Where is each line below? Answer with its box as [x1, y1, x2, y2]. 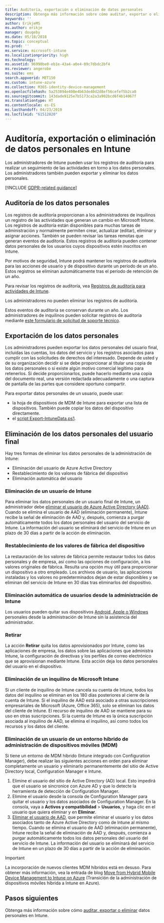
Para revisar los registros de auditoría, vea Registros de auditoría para [5, 283, 145, 289]
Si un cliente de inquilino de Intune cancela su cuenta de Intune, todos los [5, 686, 154, 693]
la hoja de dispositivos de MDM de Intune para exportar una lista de [12, 400, 148, 406]
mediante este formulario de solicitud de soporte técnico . [5, 317, 121, 323]
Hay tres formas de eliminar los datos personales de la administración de [5, 450, 152, 456]
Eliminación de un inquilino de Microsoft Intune [5, 676, 119, 683]
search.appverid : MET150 [5, 75, 56, 80]
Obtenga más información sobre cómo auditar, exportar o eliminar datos [5, 907, 150, 913]
